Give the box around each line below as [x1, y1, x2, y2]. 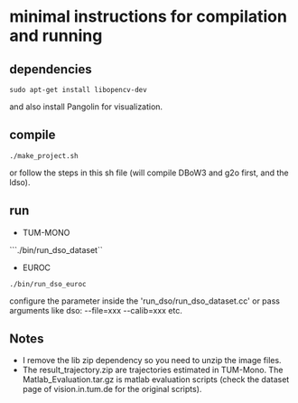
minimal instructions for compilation [9, 6, 287, 27]
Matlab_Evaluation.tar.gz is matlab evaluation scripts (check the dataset [22, 374, 290, 385]
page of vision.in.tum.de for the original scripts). [22, 384, 202, 395]
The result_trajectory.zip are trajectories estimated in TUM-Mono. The [22, 364, 284, 376]
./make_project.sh [9, 151, 79, 160]
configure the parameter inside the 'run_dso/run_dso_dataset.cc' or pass [9, 295, 280, 306]
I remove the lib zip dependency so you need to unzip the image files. [22, 355, 282, 366]
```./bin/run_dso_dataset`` [9, 244, 103, 255]
